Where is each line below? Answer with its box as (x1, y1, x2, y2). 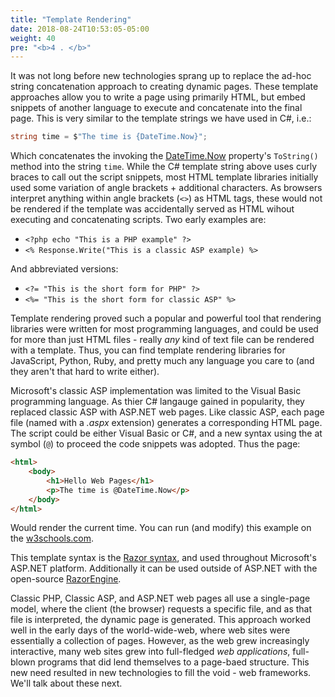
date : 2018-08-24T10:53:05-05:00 (10, 24, 150, 34)
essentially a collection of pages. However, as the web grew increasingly (10, 635, 310, 647)
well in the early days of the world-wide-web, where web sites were (10, 624, 291, 636)
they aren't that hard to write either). (10, 366, 160, 378)
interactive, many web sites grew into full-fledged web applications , (10, 646, 291, 658)
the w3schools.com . (10, 532, 95, 545)
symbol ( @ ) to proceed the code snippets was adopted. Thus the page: (10, 438, 301, 450)
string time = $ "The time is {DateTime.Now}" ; (10, 132, 208, 142)
